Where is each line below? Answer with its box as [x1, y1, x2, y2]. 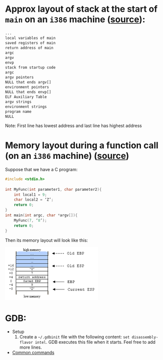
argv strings [5, 99, 32, 104]
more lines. [19, 344, 43, 350]
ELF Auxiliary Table [5, 94, 47, 99]
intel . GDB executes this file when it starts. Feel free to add [35, 339, 156, 345]
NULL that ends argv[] [5, 79, 51, 84]
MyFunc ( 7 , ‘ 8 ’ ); [14, 218, 47, 223]
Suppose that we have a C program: [5, 166, 78, 172]
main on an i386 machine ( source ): [5, 14, 145, 25]
